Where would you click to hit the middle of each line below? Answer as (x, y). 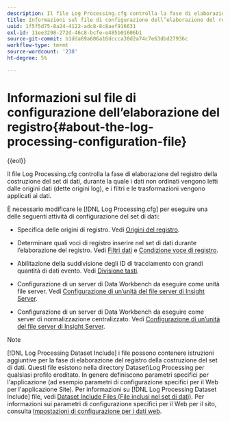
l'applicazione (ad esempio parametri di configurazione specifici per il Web (113, 382)
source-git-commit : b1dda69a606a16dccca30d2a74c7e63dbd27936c (98, 39)
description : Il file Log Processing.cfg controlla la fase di (99, 13)
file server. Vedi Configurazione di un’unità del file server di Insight (111, 291)
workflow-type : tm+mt (38, 45)
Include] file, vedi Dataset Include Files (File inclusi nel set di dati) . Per (106, 396)
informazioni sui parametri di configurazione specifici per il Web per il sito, (112, 404)
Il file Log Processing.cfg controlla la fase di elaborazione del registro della (112, 174)
